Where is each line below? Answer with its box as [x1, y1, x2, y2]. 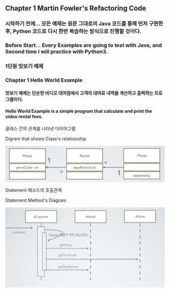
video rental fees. [5, 114, 43, 120]
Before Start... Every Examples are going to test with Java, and [5, 42, 162, 49]
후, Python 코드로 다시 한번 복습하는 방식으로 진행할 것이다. [5, 28, 142, 35]
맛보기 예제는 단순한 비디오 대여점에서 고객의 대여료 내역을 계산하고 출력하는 [5, 90, 153, 96]
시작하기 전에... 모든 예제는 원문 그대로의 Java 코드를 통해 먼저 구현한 [5, 20, 163, 27]
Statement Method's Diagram [5, 197, 67, 203]
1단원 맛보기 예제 [5, 63, 44, 70]
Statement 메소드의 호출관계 [5, 187, 62, 193]
